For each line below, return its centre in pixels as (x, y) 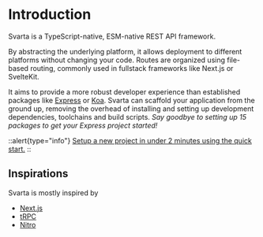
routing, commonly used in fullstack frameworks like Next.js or (132, 68)
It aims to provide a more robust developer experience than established (124, 91)
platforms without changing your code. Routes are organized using (117, 60)
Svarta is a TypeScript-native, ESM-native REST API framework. (112, 36)
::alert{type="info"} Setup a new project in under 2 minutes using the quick (130, 140)
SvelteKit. (24, 76)
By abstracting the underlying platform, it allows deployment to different (125, 51)
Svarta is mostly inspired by (53, 193)
